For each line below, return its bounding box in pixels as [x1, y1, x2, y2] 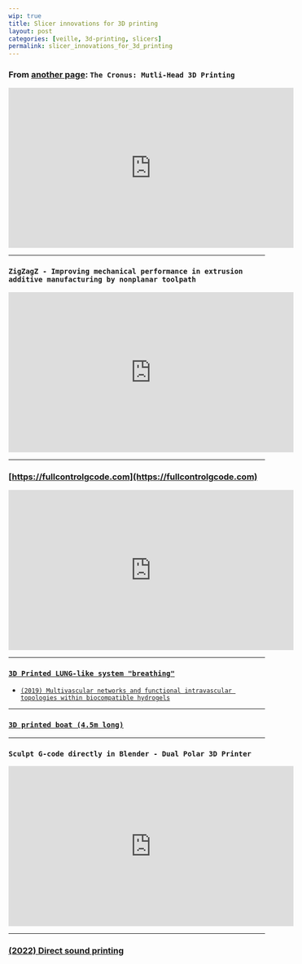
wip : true [8, 11, 42, 20]
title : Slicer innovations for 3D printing [8, 20, 159, 28]
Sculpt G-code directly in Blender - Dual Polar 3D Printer [8, 749, 252, 758]
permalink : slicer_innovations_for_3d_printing [8, 42, 173, 50]
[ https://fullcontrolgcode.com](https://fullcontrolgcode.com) [8, 471, 258, 482]
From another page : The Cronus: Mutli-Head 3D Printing [8, 69, 235, 81]
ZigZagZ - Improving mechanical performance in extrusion [8, 267, 243, 277]
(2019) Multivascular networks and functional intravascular [20, 687, 233, 696]
